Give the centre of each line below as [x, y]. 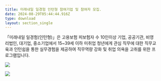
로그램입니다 [17, 55]
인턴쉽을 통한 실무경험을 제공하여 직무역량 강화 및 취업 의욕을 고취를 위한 [82, 49]
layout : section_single [29, 23]
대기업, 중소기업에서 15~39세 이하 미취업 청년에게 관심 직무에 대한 [81, 43]
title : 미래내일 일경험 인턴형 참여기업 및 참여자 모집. [53, 9]
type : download [20, 18]
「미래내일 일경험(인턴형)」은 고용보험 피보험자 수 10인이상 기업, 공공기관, [75, 37]
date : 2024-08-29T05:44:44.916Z [37, 14]
